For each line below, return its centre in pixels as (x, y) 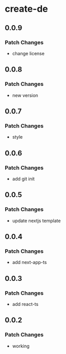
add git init (23, 179)
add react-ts (25, 304)
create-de (26, 9)
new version (25, 95)
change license (28, 53)
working (21, 346)
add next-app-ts (29, 262)
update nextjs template (36, 220)
